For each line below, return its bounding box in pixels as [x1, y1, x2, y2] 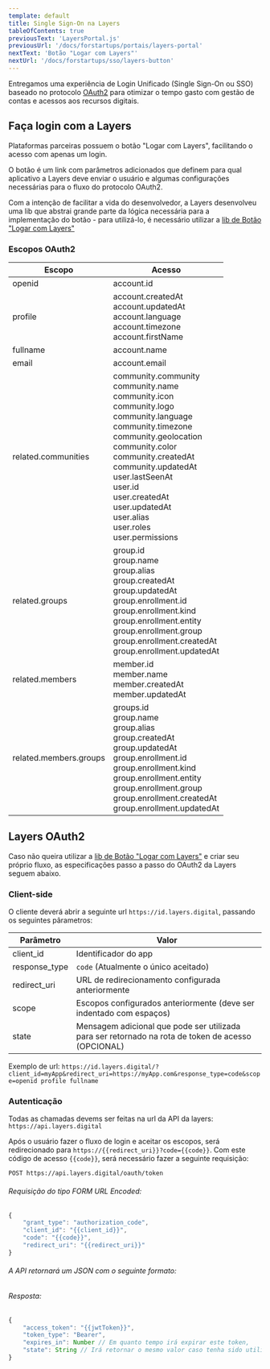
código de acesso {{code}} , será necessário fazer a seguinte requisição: [8, 1154, 249, 1164]
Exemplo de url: [8, 1061, 60, 1072]
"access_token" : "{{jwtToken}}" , [22, 1323, 135, 1332]
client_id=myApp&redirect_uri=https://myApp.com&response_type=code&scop [8, 1070, 261, 1078]
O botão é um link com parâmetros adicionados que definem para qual [8, 164, 243, 174]
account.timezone [112, 321, 182, 332]
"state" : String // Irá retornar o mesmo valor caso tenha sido [22, 1346, 243, 1354]
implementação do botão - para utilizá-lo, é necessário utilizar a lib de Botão [8, 214, 262, 224]
